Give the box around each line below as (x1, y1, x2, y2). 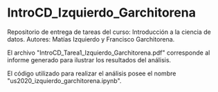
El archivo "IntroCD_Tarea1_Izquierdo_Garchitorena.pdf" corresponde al (7, 48, 210, 57)
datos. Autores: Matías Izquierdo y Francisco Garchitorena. (7, 35, 175, 43)
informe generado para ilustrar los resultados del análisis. (7, 55, 172, 64)
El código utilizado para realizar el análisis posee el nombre (7, 69, 176, 77)
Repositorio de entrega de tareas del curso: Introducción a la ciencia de (7, 28, 211, 36)
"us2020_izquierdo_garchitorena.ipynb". (7, 76, 122, 84)
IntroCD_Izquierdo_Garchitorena (7, 5, 196, 21)
